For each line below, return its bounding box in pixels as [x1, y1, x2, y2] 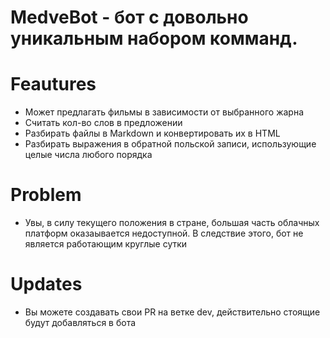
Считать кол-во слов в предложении [24, 117, 183, 129]
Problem [10, 184, 82, 206]
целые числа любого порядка [24, 149, 153, 161]
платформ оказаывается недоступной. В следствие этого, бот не [24, 227, 304, 240]
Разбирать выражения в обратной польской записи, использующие [24, 138, 317, 150]
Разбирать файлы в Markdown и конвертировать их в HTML [24, 127, 281, 140]
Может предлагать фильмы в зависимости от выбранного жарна [24, 106, 305, 118]
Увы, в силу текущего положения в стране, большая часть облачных [24, 217, 320, 229]
